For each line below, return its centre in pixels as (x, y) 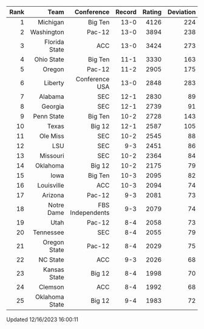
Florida (55, 42)
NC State (52, 259)
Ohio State (49, 59)
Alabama (52, 97)
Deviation (182, 12)
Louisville (51, 185)
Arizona (53, 195)
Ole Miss (52, 136)
